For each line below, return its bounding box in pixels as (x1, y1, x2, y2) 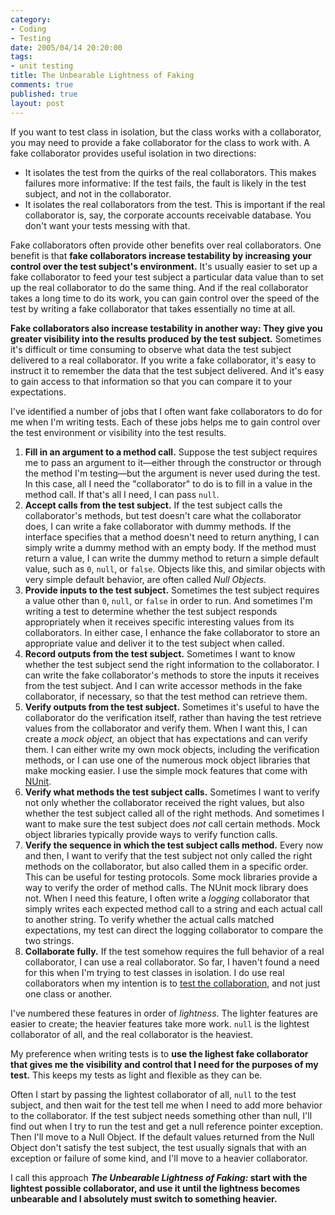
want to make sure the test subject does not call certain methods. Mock (24, 817, 321, 830)
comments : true (10, 80, 74, 90)
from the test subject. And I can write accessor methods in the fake (24, 679, 303, 691)
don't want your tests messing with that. (24, 219, 191, 231)
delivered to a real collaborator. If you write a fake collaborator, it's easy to (10, 354, 317, 366)
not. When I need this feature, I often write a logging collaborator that (24, 892, 310, 904)
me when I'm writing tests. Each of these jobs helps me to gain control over (10, 416, 321, 428)
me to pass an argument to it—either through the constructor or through (24, 456, 322, 468)
